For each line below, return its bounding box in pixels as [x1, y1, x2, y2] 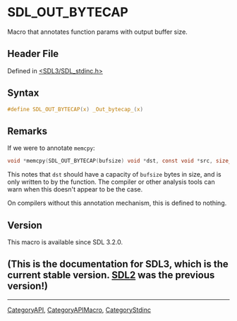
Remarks [7, 125, 48, 137]
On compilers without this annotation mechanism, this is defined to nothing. [7, 199, 227, 208]
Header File [7, 48, 59, 60]
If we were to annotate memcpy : [7, 144, 95, 152]
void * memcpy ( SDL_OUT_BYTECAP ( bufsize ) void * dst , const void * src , [7, 158, 213, 165]
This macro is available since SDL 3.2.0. [7, 237, 123, 246]
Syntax [7, 87, 39, 99]
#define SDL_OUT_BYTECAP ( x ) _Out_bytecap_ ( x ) [7, 106, 143, 113]
